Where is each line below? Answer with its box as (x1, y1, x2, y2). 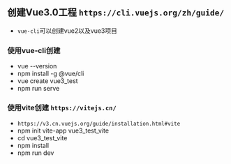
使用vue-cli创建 (7, 45, 61, 55)
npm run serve (17, 84, 60, 93)
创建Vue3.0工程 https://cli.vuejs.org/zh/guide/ (7, 6, 225, 19)
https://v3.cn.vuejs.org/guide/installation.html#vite (17, 121, 181, 128)
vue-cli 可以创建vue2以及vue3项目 (17, 27, 117, 35)
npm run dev (17, 149, 54, 157)
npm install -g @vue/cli (17, 69, 84, 78)
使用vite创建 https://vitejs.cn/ (7, 103, 117, 113)
